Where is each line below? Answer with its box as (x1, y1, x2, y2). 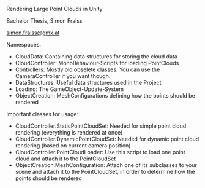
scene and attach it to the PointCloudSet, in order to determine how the (15, 168, 195, 175)
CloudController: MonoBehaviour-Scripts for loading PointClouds (15, 60, 179, 66)
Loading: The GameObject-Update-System (15, 85, 124, 93)
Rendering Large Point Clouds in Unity (6, 6, 103, 12)
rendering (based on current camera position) (15, 142, 131, 149)
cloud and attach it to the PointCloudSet (15, 155, 116, 162)
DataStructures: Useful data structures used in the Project (15, 79, 162, 86)
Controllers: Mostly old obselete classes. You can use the (15, 66, 160, 73)
